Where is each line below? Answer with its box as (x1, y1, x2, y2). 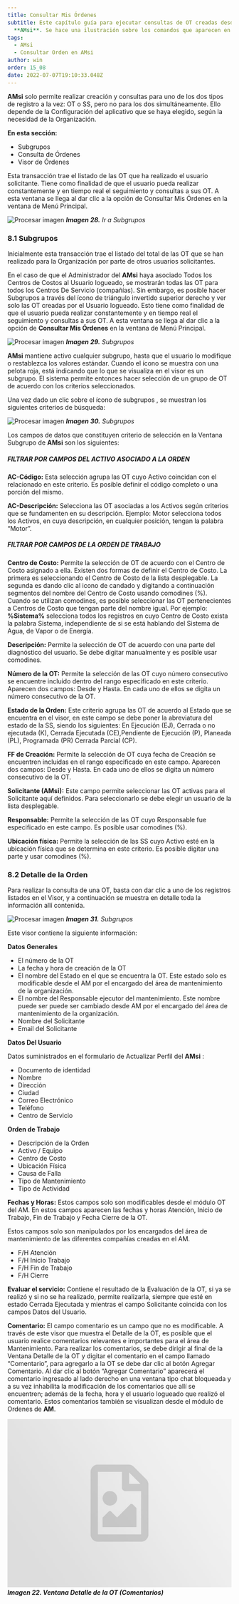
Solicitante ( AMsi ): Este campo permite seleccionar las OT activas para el (7, 786, 225, 795)
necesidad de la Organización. (7, 115, 97, 123)
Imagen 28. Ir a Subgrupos (65, 215, 146, 224)
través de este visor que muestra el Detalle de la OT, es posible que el (7, 1329, 212, 1337)
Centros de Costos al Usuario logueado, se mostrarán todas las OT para (7, 278, 218, 286)
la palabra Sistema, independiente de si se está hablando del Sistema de (7, 619, 220, 627)
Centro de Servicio (17, 1112, 73, 1120)
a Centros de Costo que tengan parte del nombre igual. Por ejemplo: (7, 604, 208, 612)
